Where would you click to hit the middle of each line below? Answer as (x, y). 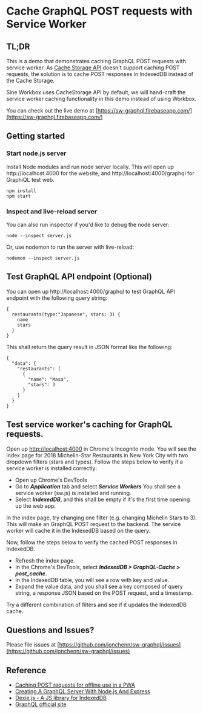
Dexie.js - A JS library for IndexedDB (61, 698)
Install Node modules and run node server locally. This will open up (90, 167)
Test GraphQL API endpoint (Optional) (79, 277)
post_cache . (31, 574)
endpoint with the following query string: (57, 298)
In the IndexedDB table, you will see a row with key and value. (92, 580)
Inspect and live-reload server (52, 211)
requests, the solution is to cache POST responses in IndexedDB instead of (100, 74)
